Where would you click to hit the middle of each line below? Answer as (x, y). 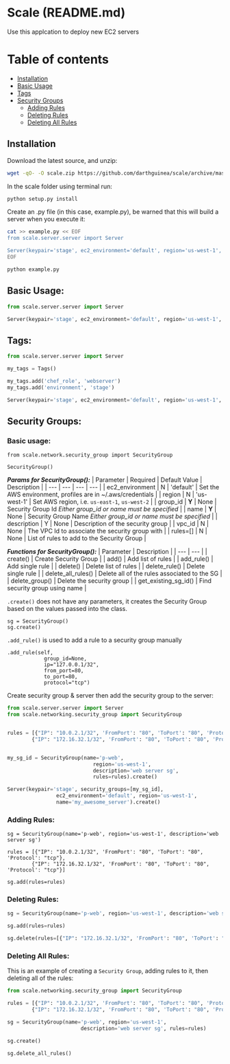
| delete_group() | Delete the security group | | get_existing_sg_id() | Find (110, 581)
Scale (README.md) (66, 13)
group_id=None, (65, 659)
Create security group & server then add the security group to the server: (111, 696)
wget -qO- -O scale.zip (41, 173)
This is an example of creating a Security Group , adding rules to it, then (108, 971)
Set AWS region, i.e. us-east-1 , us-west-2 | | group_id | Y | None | (125, 502)
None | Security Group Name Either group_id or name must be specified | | (112, 516)
